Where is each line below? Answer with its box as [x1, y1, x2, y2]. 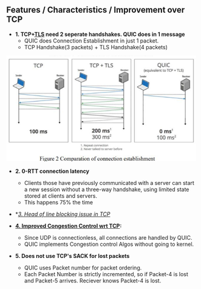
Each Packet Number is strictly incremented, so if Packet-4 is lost [24, 271, 188, 278]
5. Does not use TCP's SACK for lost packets [15, 252, 130, 260]
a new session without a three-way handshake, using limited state [24, 186, 189, 193]
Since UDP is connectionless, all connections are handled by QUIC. [24, 234, 192, 242]
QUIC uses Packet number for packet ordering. [24, 264, 142, 271]
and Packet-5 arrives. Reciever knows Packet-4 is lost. [24, 277, 162, 285]
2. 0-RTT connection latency [15, 167, 90, 175]
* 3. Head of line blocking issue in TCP [15, 211, 111, 218]
